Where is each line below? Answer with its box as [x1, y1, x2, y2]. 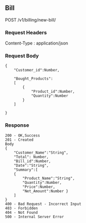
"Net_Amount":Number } [22, 188, 69, 194]
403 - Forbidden [5, 205, 38, 211]
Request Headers [5, 29, 47, 36]
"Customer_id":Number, [14, 68, 60, 73]
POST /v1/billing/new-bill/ [5, 17, 56, 22]
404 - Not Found [5, 210, 38, 215]
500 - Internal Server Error [5, 214, 64, 219]
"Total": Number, [14, 154, 49, 159]
